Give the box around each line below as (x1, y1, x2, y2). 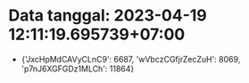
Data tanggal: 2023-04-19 (8, 5, 207, 26)
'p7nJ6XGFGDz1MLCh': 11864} (21, 63, 135, 74)
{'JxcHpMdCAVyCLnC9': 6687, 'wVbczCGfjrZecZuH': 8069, (21, 54, 241, 64)
